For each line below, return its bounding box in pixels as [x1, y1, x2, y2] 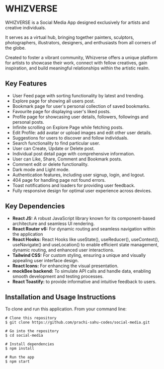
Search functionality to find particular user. [12, 140, 100, 146]
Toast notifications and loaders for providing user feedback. [12, 182, 136, 188]
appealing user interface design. [12, 257, 79, 263]
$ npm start [5, 359, 30, 364]
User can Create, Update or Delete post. [12, 145, 95, 151]
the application [12, 231, 43, 237]
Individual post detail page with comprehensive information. [12, 150, 135, 156]
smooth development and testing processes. [12, 273, 104, 279]
